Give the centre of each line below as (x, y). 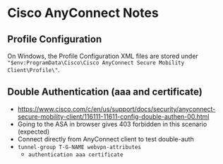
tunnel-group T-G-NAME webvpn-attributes (79, 147)
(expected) (34, 131)
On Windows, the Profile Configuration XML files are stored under (103, 56)
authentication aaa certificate (76, 154)
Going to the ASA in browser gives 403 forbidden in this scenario (112, 124)
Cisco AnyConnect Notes (83, 13)
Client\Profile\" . (34, 70)
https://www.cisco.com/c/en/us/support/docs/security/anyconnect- (116, 109)
